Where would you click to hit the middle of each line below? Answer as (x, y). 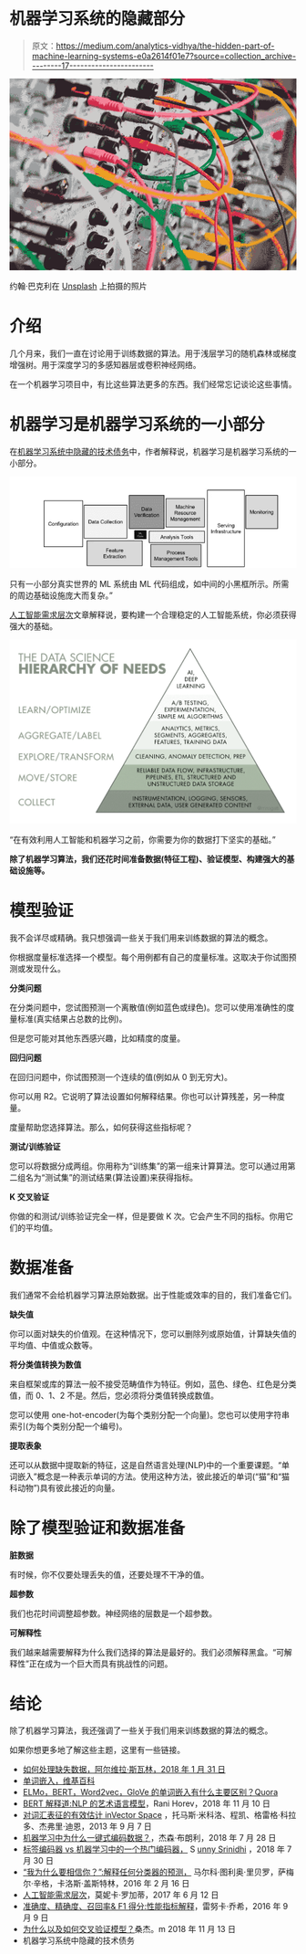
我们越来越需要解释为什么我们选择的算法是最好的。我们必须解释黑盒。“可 (147, 1652)
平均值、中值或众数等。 (53, 1345)
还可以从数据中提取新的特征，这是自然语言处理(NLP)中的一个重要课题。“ (146, 1465)
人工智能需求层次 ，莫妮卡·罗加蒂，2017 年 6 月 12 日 (121, 1895)
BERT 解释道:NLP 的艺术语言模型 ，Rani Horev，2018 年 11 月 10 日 (147, 1803)
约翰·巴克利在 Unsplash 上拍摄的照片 (78, 286)
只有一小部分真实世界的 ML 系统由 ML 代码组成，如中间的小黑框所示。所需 (149, 583)
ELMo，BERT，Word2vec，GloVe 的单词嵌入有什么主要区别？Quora (150, 1792)
